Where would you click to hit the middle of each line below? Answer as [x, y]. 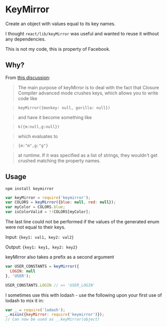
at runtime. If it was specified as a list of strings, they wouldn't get [88, 155]
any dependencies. [26, 39]
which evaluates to [38, 136]
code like [27, 98]
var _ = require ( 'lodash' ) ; [35, 310]
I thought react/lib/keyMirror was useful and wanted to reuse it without [82, 33]
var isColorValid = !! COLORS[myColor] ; [48, 212]
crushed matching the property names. [59, 161]
